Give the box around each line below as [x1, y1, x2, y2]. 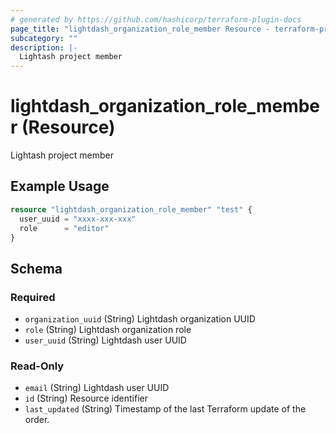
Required [10, 290, 56, 304]
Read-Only [10, 359, 65, 373]
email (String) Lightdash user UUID [24, 382, 170, 394]
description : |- [10, 42, 78, 53]
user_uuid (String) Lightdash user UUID [24, 334, 187, 346]
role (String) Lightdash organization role [24, 324, 192, 336]
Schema [10, 260, 63, 277]
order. [24, 414, 50, 426]
